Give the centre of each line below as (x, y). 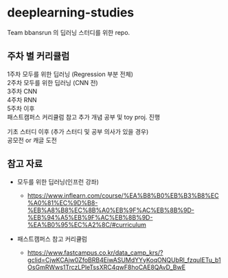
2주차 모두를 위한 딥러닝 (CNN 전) (53, 82)
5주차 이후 (21, 108)
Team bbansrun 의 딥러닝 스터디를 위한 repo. (69, 32)
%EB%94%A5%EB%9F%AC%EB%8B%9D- (90, 217)
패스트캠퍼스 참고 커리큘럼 (52, 239)
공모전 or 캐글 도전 (32, 140)
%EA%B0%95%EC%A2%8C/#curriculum (87, 224)
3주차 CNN (22, 91)
